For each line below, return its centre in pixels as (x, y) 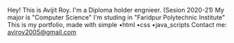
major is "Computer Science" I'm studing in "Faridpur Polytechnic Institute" (116, 17)
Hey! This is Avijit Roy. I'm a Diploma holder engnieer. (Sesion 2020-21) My (116, 10)
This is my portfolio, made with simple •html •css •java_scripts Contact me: (117, 25)
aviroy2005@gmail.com (42, 32)
